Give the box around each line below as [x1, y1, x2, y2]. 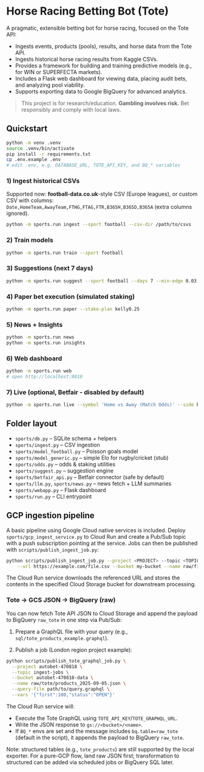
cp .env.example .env [6, 157, 61, 163]
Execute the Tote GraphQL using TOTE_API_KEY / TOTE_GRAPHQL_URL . [15, 714, 178, 722]
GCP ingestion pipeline [6, 510, 95, 521]
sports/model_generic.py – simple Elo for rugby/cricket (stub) [15, 454, 169, 461]
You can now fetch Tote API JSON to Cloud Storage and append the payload [6, 609, 198, 617]
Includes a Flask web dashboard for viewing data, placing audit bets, [15, 75, 187, 82]
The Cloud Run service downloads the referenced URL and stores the [6, 574, 180, 581]
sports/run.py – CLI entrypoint [15, 493, 92, 500]
